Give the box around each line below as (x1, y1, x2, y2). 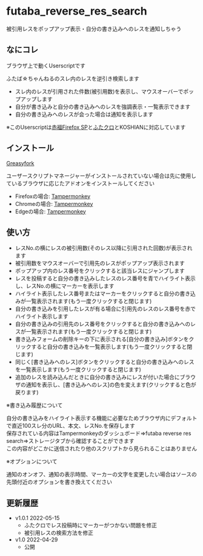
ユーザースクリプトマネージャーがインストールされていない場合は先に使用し (6, 172, 197, 179)
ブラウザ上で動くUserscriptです (6, 62, 86, 69)
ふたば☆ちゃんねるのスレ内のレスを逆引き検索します (6, 75, 139, 82)
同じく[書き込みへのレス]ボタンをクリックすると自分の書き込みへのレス (15, 359, 195, 366)
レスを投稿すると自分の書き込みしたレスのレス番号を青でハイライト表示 (15, 275, 196, 282)
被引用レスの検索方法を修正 (24, 529, 94, 537)
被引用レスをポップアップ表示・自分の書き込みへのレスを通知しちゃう (6, 25, 182, 32)
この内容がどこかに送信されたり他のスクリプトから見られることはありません (6, 445, 198, 452)
